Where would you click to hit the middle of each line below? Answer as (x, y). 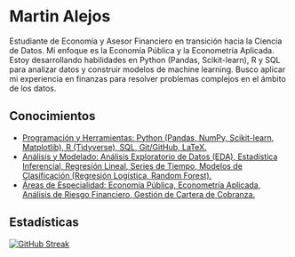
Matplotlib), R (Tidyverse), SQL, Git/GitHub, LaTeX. (114, 147)
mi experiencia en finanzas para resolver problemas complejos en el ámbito (147, 78)
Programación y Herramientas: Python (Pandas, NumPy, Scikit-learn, (148, 137)
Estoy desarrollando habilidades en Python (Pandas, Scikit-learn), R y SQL (145, 60)
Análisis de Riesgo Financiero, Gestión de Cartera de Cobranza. (139, 194)
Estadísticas (44, 223)
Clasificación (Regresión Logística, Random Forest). (117, 175)
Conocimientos (52, 116)
